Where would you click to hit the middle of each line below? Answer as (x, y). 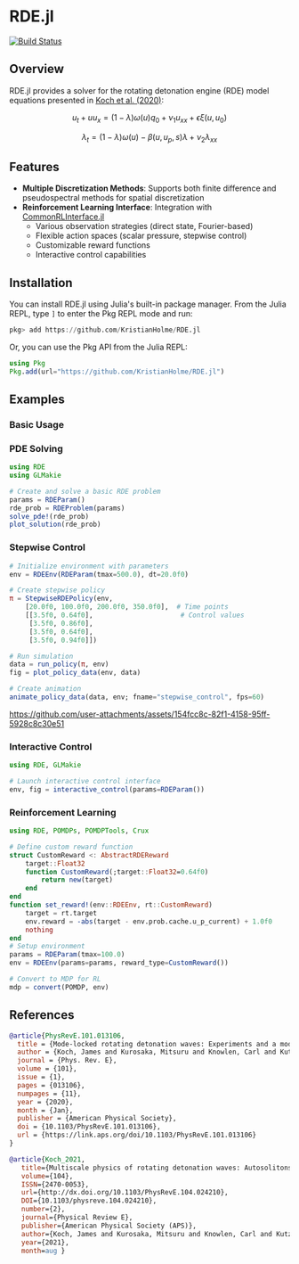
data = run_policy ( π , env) (59, 665)
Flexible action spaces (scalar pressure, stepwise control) (141, 236)
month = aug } (43, 1251)
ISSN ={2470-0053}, (55, 1184)
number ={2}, (43, 1210)
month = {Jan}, (45, 1110)
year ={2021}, (45, 1242)
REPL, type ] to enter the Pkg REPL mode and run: (101, 313)
